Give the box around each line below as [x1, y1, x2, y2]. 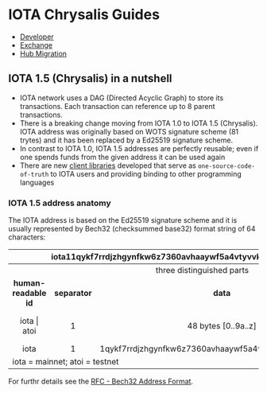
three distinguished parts [155, 265, 250, 276]
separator [54, 288, 93, 299]
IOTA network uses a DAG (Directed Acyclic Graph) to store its [19, 93, 224, 103]
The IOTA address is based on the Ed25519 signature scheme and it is [8, 216, 238, 225]
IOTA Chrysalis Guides [8, 6, 161, 24]
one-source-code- [197, 161, 256, 170]
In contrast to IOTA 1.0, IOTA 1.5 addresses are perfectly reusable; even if [19, 143, 259, 153]
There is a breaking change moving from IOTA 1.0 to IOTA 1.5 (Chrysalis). [19, 118, 258, 128]
